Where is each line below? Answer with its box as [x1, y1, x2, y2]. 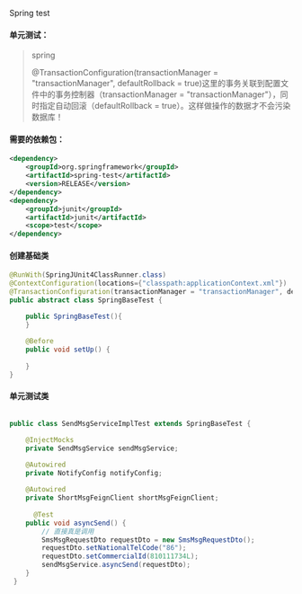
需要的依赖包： [9, 134, 65, 145]
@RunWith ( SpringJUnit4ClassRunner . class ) [9, 270, 167, 279]
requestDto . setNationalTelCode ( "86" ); [41, 544, 187, 553]
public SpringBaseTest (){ [25, 312, 123, 321]
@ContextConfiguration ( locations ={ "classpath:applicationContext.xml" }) [9, 279, 288, 288]
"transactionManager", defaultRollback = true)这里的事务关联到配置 [31, 78, 281, 89]
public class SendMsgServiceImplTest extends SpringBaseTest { [9, 420, 252, 429]
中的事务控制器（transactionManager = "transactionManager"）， [39, 89, 281, 100]
